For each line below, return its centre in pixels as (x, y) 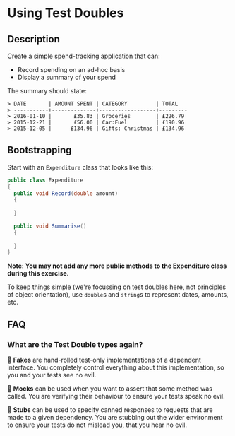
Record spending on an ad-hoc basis (71, 70)
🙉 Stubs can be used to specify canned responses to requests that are (110, 410)
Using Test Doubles (66, 13)
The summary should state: (47, 91)
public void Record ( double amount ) (66, 193)
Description (34, 39)
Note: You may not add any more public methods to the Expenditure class (117, 266)
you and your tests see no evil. (52, 375)
